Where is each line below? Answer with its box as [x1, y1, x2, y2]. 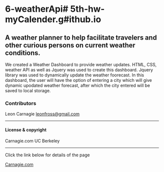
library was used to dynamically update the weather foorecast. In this [5, 72, 144, 78]
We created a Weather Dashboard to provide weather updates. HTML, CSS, [5, 62, 157, 67]
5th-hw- [70, 3, 105, 15]
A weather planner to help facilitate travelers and [5, 33, 157, 42]
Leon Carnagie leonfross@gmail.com [5, 111, 80, 117]
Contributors [5, 99, 37, 106]
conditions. [5, 49, 41, 57]
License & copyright [5, 126, 47, 133]
